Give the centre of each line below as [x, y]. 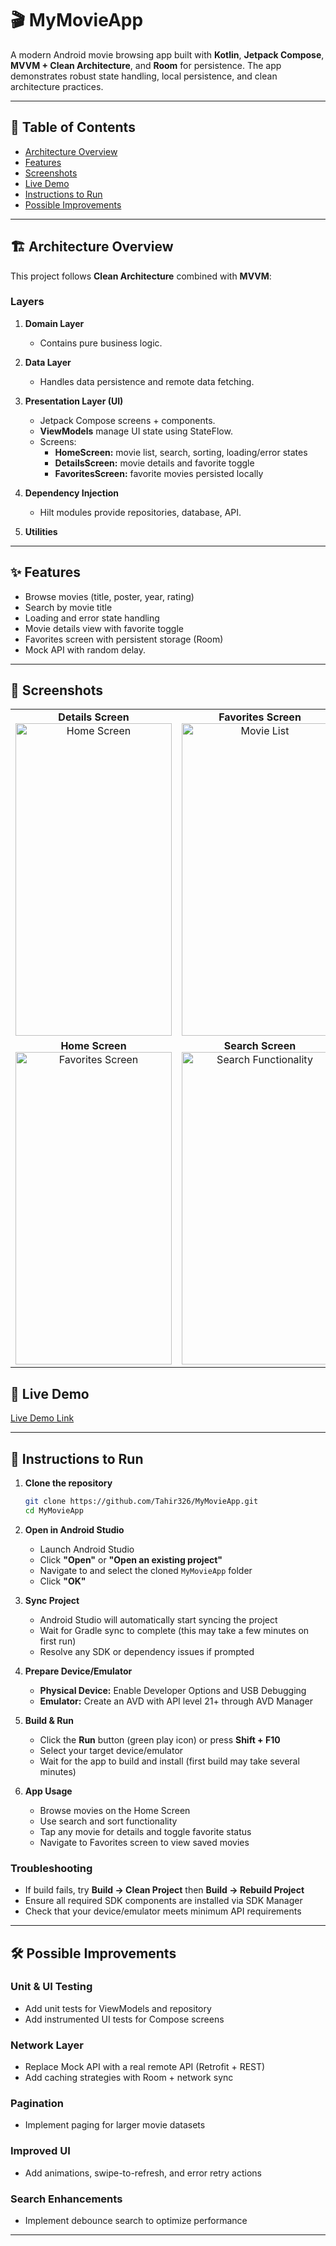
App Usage [48, 1791]
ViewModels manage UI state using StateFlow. [136, 431]
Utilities [41, 531]
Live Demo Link [42, 1418]
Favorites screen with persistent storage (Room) [124, 639]
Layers [27, 302]
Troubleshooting [51, 1868]
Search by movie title [68, 607]
